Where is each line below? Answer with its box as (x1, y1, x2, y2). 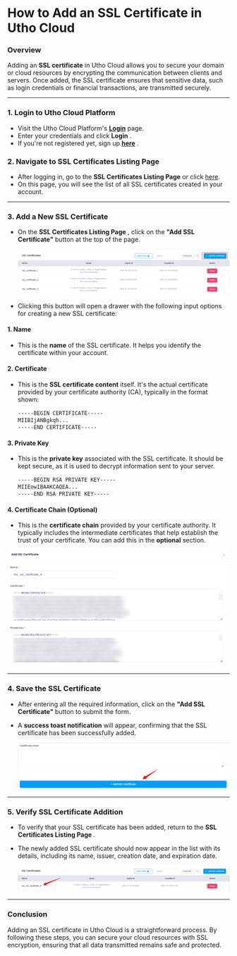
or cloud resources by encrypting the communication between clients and (7, 68, 222, 77)
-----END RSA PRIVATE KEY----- (17, 490, 110, 498)
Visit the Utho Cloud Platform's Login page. (17, 123, 145, 132)
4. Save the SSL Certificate (7, 684, 101, 694)
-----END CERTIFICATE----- (17, 424, 97, 431)
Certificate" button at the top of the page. (17, 235, 141, 244)
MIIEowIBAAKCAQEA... (17, 483, 78, 491)
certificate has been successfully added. (17, 728, 136, 737)
